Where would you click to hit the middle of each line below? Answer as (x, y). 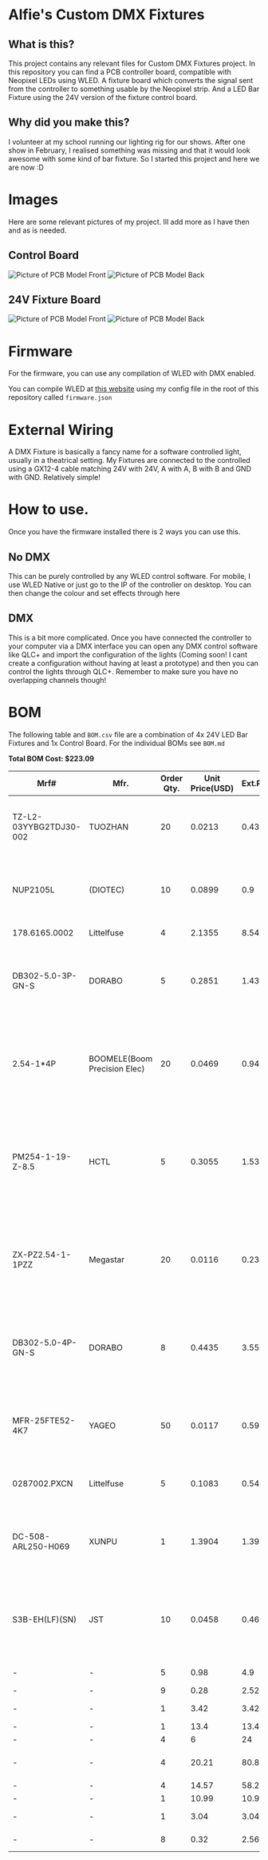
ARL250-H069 (41, 1547)
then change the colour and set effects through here (95, 593)
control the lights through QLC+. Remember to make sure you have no (123, 671)
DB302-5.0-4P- (45, 1343)
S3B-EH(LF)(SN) (45, 1619)
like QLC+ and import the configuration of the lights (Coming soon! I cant (128, 654)
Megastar (107, 1259)
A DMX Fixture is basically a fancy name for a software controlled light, (125, 452)
